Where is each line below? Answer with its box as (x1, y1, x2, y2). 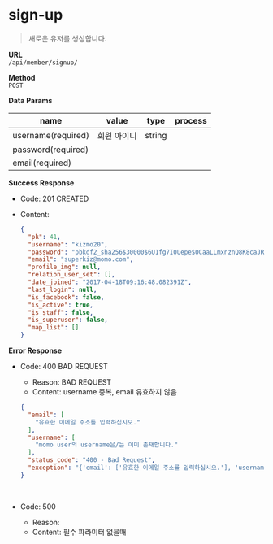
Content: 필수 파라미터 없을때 (32, 527, 127, 537)
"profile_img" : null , (28, 263, 102, 272)
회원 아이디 (97, 130, 137, 141)
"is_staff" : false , (28, 308, 94, 316)
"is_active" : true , (28, 301, 94, 309)
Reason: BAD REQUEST (32, 377, 112, 387)
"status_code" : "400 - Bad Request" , (28, 456, 156, 464)
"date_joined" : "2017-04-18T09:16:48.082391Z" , (28, 278, 193, 286)
